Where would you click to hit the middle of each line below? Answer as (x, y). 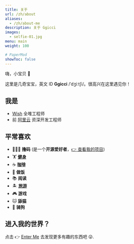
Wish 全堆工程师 (28, 114)
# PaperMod (16, 55)
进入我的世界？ (27, 224)
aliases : (14, 19)
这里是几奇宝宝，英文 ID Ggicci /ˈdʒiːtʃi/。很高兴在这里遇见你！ (68, 84)
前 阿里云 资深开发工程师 (37, 120)
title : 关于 (16, 10)
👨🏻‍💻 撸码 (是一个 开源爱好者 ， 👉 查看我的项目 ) (59, 149)
